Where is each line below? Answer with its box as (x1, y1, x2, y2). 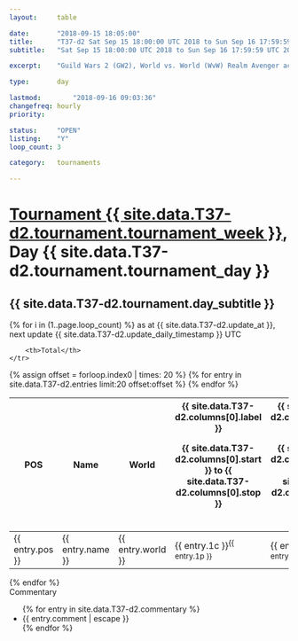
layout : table (9, 12, 77, 22)
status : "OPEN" (9, 126, 82, 135)
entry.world (118, 543, 167, 556)
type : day (9, 77, 69, 87)
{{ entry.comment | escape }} (21, 614, 130, 624)
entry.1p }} (174, 551, 213, 561)
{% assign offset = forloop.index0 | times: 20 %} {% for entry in (9, 370, 242, 380)
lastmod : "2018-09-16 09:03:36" (9, 94, 157, 103)
